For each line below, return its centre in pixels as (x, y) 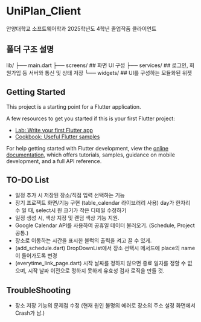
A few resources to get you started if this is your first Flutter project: (91, 118)
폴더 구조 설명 (30, 50)
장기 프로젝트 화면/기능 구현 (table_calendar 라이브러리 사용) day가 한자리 (103, 203)
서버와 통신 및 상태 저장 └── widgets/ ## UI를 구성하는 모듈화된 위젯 (110, 72)
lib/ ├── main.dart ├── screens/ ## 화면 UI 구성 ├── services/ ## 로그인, (97, 65)
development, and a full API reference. (54, 161)
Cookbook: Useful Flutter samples (57, 137)
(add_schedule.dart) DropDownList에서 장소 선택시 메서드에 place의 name (105, 248)
